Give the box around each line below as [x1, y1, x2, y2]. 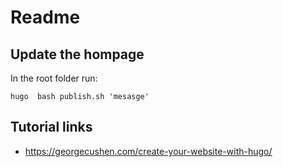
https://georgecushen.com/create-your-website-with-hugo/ [24, 145, 273, 157]
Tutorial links [10, 119, 93, 136]
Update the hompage [10, 46, 145, 63]
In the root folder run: [10, 72, 98, 84]
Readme [10, 6, 81, 29]
